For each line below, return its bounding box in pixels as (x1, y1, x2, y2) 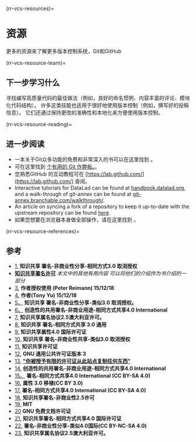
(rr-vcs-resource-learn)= (6, 59, 66, 66)
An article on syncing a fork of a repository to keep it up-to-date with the (14, 203, 190, 210)
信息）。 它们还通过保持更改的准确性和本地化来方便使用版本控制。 (6, 109, 163, 116)
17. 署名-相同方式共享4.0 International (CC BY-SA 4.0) (14, 387, 146, 394)
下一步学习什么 (6, 78, 60, 88)
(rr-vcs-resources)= (6, 5, 54, 12)
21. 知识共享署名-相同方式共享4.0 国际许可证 (14, 415, 122, 422)
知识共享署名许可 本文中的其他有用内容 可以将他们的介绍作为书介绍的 (14, 270, 181, 277)
